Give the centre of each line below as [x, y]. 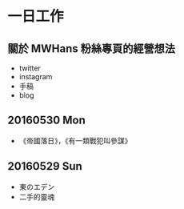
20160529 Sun [45, 166]
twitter [30, 68]
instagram [36, 76]
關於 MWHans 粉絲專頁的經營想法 [92, 48]
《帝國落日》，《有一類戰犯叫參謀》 [75, 140]
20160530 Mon [46, 121]
